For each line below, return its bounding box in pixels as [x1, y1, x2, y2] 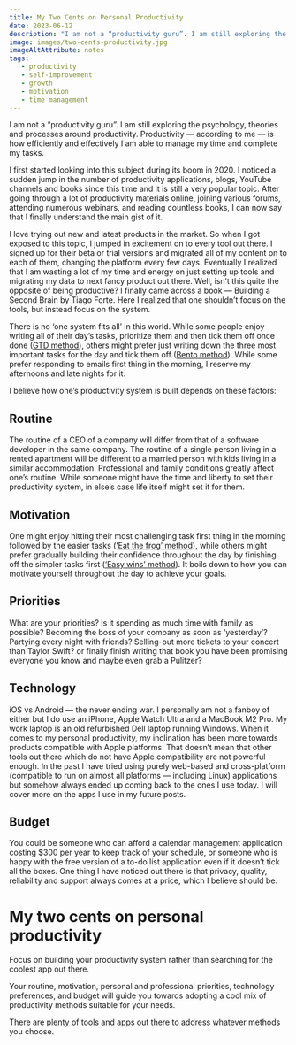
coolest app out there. [9, 964, 90, 974]
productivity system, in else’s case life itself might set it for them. [9, 481, 246, 492]
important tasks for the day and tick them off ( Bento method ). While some [9, 350, 278, 360]
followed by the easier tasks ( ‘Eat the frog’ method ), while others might [9, 541, 268, 550]
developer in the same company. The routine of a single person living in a [9, 444, 277, 455]
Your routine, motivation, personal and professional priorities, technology [9, 981, 275, 992]
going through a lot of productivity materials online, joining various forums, [9, 193, 281, 204]
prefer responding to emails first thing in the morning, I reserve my [9, 359, 252, 370]
